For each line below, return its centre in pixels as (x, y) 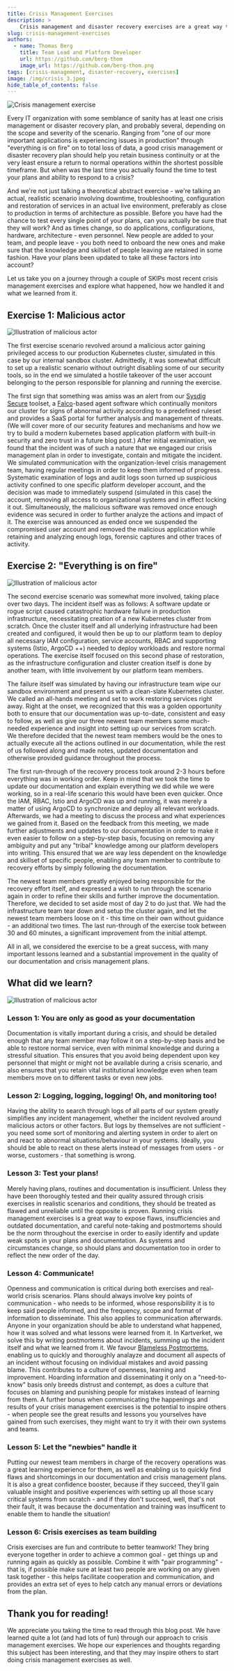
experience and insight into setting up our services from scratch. (123, 728)
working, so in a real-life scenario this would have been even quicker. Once (115, 793)
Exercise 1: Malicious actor (66, 315)
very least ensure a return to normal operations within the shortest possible (115, 163)
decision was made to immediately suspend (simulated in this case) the (110, 493)
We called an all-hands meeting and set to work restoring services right (110, 698)
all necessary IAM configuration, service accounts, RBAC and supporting (112, 640)
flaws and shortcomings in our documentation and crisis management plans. (117, 1477)
